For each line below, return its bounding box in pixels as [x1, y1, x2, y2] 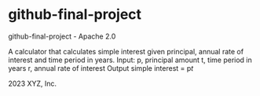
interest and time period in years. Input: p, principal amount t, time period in [8, 55, 253, 65]
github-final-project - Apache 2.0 [8, 31, 116, 41]
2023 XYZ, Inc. [8, 79, 57, 88]
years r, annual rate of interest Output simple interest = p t [8, 63, 194, 72]
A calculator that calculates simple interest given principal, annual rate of [8, 46, 244, 56]
